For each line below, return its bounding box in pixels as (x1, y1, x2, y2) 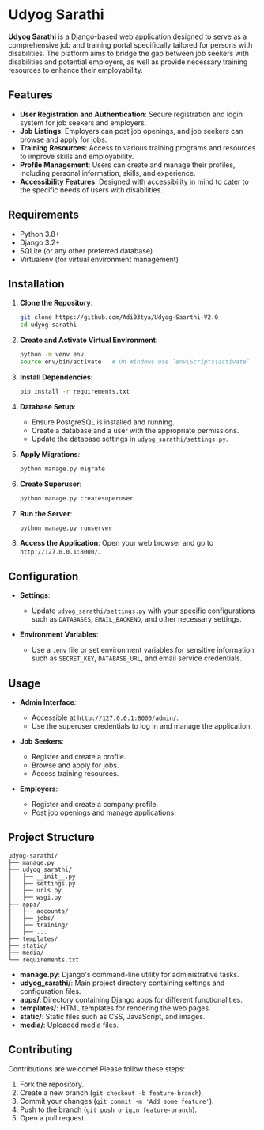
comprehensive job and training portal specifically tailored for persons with (8, 40, 253, 49)
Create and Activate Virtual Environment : (19, 335, 158, 345)
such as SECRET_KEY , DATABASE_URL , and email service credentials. (31, 653, 243, 663)
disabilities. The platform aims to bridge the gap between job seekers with (8, 48, 250, 58)
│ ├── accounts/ (8, 907, 69, 915)
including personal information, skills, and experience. (19, 168, 196, 177)
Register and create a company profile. (31, 800, 159, 809)
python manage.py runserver (19, 524, 112, 532)
